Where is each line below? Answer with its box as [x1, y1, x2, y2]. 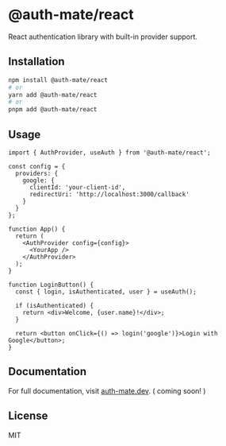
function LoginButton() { [8, 281, 94, 289]
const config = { [8, 162, 66, 170]
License [8, 409, 48, 423]
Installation [8, 55, 65, 68]
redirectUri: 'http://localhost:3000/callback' [29, 190, 190, 198]
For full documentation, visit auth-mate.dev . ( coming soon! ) [8, 386, 206, 395]
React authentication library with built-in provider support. [8, 32, 198, 41]
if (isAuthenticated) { [15, 301, 94, 309]
